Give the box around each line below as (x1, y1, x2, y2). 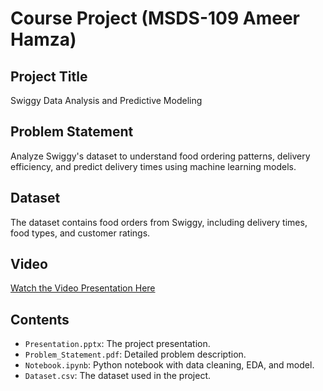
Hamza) (10, 28, 77, 51)
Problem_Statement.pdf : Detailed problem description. (24, 348, 247, 361)
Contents (10, 311, 70, 328)
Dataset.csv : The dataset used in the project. (24, 370, 212, 382)
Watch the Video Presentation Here (10, 282, 156, 294)
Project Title (10, 68, 88, 85)
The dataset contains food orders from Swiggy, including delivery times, (10, 216, 308, 228)
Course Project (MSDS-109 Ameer (10, 7, 300, 30)
